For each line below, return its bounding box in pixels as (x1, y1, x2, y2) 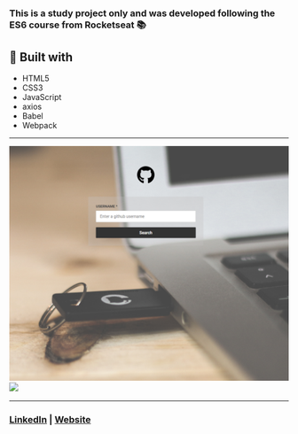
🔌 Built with (9, 50, 74, 65)
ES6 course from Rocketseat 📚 (9, 19, 146, 31)
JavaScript (21, 92, 62, 102)
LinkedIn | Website (9, 414, 91, 426)
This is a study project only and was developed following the (9, 7, 276, 19)
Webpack (21, 120, 58, 130)
